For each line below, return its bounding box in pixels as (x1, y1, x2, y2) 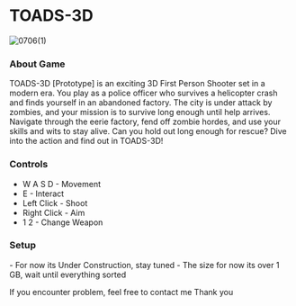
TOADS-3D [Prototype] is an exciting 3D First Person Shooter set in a (9, 78, 265, 89)
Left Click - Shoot (22, 197, 88, 208)
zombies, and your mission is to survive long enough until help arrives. (9, 107, 271, 118)
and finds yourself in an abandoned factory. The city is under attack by (9, 97, 273, 108)
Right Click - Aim (22, 207, 85, 218)
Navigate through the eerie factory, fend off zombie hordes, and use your (9, 116, 282, 127)
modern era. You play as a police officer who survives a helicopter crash (9, 87, 278, 99)
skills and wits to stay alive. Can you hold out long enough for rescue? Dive (9, 126, 287, 137)
